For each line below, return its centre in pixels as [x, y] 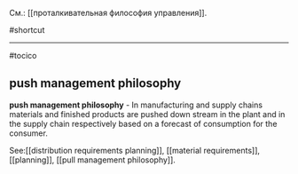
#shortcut [27, 30]
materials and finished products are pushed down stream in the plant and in [147, 114]
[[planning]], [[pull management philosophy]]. [92, 160]
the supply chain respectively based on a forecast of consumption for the [143, 123]
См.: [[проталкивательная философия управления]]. [108, 13]
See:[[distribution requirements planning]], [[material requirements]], [134, 150]
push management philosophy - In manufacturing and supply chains [136, 105]
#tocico [23, 55]
